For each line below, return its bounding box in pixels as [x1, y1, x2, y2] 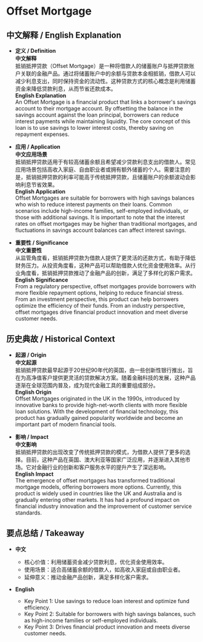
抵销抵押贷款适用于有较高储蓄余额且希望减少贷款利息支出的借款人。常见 [15, 158, 196, 165]
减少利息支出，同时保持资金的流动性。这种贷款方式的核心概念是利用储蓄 [15, 78, 196, 84]
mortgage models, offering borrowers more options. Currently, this [15, 483, 182, 490]
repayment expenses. [15, 130, 70, 138]
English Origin [15, 388, 52, 396]
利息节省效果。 [20, 181, 58, 188]
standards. [15, 509, 42, 516]
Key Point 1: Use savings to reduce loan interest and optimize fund [24, 597, 190, 604]
